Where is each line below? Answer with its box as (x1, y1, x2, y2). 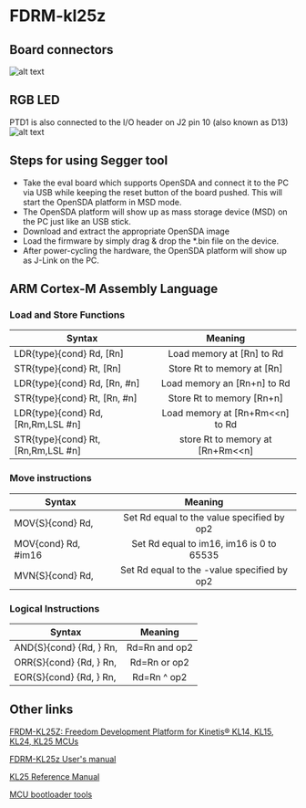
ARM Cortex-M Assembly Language (9, 281, 219, 297)
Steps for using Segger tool (9, 152, 168, 169)
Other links (9, 702, 74, 718)
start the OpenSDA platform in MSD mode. (22, 196, 182, 207)
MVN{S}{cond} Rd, (14, 569, 94, 582)
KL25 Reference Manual (9, 771, 100, 782)
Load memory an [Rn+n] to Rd (160, 377, 291, 390)
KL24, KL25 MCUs (9, 736, 79, 747)
